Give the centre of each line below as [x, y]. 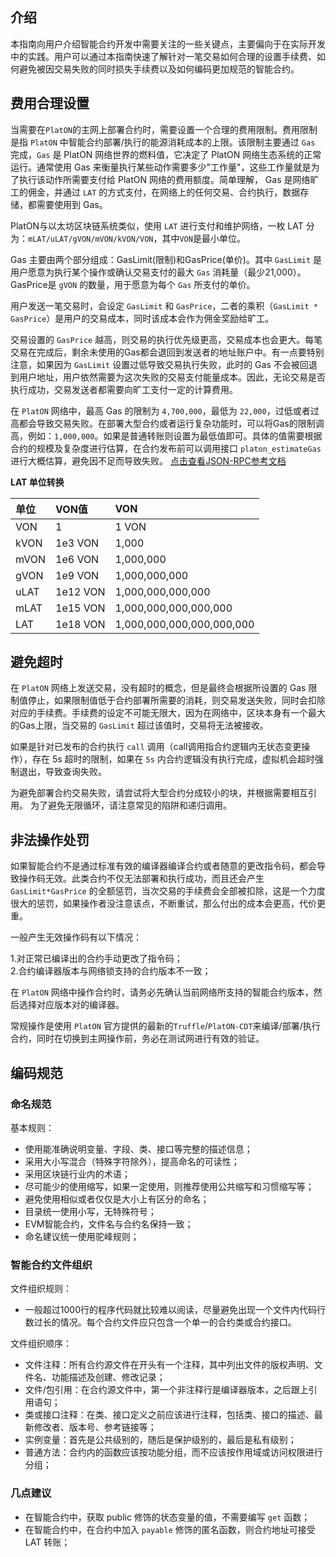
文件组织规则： [41, 1289]
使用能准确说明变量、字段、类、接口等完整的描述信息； [138, 1149]
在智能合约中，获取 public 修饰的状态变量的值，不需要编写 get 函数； [167, 1517]
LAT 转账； [47, 1542]
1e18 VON [80, 624]
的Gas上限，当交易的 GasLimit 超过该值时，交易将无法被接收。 [139, 725]
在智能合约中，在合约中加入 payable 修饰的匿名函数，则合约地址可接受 [170, 1529]
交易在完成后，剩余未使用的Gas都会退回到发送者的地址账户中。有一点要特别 [167, 352]
